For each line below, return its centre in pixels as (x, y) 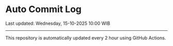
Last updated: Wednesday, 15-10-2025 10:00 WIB (58, 23)
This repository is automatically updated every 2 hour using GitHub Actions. (86, 38)
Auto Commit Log (44, 9)
